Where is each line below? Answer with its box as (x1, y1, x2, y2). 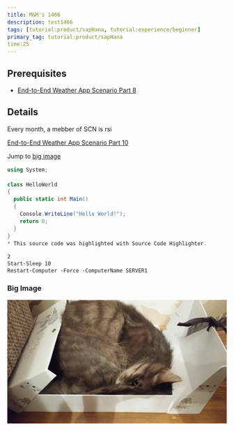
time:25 (7, 41, 30, 48)
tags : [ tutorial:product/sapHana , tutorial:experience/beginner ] (7, 26, 201, 33)
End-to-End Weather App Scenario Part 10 (7, 138, 129, 147)
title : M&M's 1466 (7, 11, 61, 18)
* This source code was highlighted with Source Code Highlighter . (7, 240, 208, 247)
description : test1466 (7, 18, 73, 26)
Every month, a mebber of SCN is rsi (7, 124, 112, 133)
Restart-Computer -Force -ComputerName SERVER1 (7, 268, 148, 275)
